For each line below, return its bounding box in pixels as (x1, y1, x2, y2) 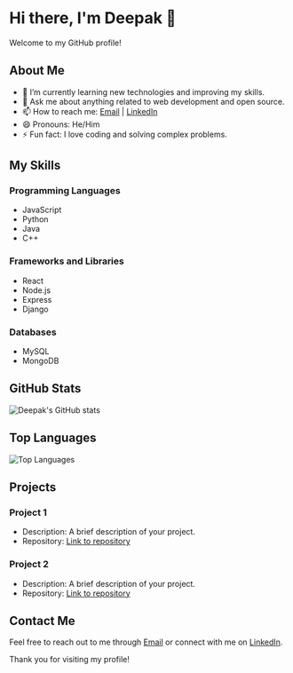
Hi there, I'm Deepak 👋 (9, 8, 177, 28)
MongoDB (21, 355, 59, 367)
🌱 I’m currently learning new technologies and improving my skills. (21, 86, 265, 97)
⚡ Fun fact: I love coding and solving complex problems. (21, 129, 228, 139)
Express (21, 294, 52, 305)
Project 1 (9, 506, 47, 519)
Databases (9, 326, 57, 338)
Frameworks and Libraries (9, 255, 124, 267)
